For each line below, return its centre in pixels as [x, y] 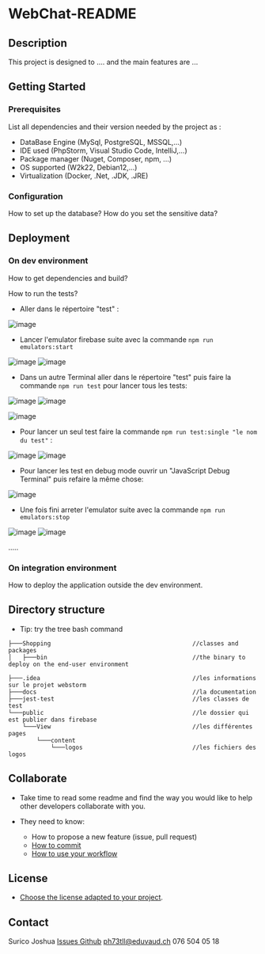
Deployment [39, 238]
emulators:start [46, 347]
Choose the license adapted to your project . [91, 897]
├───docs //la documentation [132, 692]
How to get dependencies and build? [68, 278]
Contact [28, 922]
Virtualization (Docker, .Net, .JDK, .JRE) [84, 176]
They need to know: [52, 821]
